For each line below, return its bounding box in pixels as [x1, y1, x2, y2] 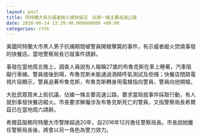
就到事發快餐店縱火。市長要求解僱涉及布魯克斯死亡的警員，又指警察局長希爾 [6, 99, 196, 106]
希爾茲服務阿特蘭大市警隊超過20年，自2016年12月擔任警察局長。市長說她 [6, 119, 188, 126]
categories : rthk [6, 25, 50, 32]
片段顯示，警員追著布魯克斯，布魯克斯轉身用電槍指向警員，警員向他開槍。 [11, 78, 196, 85]
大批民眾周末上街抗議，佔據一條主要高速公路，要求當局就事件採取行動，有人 [6, 91, 196, 98]
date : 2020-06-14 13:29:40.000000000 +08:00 [6, 20, 120, 26]
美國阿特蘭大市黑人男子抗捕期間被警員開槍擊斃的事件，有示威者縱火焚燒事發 [6, 43, 196, 50]
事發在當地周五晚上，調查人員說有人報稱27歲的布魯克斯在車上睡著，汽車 [6, 63, 186, 70]
